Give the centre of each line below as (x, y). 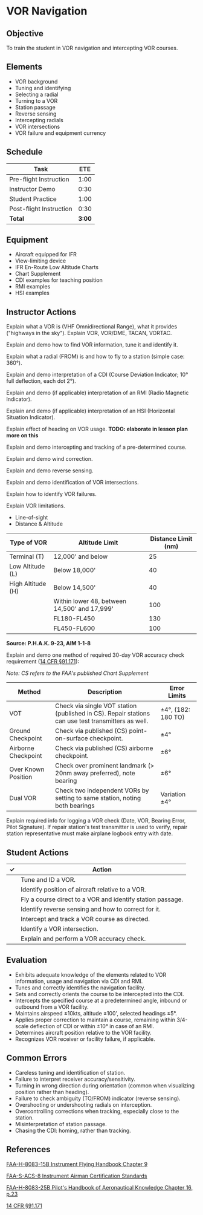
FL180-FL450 (74, 619)
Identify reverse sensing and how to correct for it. (91, 910)
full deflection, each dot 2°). (41, 381)
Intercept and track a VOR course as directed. (85, 919)
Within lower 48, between (90, 601)
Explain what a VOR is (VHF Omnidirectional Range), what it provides (92, 327)
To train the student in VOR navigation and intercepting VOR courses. (92, 48)
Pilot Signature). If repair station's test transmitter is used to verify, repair (97, 827)
